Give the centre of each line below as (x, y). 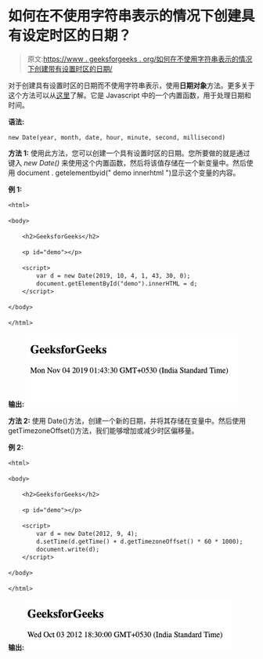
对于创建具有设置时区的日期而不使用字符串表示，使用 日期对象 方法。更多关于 (131, 85)
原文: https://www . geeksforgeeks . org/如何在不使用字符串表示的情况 (140, 59)
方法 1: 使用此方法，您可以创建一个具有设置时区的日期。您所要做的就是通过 (129, 153)
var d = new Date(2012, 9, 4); (87, 533)
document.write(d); (68, 549)
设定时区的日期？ (77, 36)
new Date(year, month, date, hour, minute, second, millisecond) (117, 137)
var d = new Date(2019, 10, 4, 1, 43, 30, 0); (113, 275)
